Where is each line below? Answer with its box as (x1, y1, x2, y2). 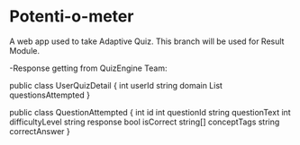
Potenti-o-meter (9, 6, 134, 27)
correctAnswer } (9, 125, 70, 136)
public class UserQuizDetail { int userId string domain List (9, 80, 223, 90)
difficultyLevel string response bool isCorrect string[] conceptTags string (9, 116, 280, 127)
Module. (9, 45, 41, 55)
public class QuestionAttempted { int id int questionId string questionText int (9, 107, 291, 117)
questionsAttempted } (9, 90, 90, 100)
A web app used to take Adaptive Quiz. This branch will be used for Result (9, 36, 285, 47)
